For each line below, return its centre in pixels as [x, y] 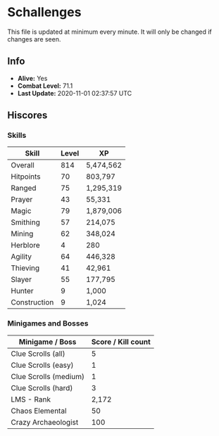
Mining [22, 234]
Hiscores [27, 116]
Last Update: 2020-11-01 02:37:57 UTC [75, 93]
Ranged [24, 188]
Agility [21, 257]
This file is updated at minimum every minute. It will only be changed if [110, 32]
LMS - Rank [31, 399]
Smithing [25, 222]
